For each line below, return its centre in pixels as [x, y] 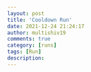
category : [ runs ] [32, 45]
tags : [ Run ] [24, 52]
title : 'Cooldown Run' [40, 20]
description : [26, 58]
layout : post [26, 13]
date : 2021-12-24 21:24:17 [46, 26]
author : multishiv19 [37, 33]
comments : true [29, 39]
